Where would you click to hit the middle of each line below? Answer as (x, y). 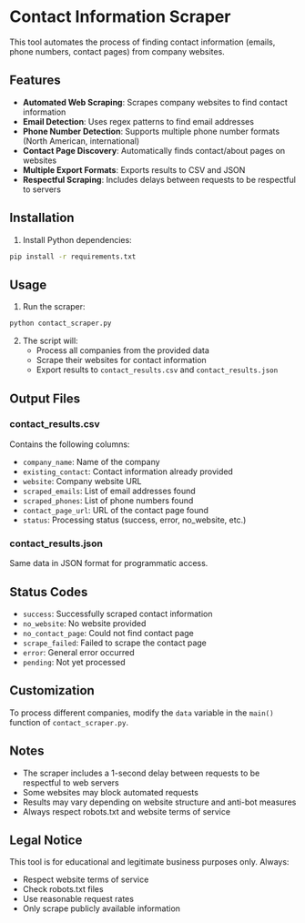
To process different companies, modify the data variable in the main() (142, 713)
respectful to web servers (71, 782)
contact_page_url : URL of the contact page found (116, 510)
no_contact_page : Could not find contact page (108, 633)
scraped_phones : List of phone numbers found (108, 500)
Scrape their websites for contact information (121, 360)
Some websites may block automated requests (110, 792)
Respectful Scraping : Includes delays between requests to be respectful (159, 179)
